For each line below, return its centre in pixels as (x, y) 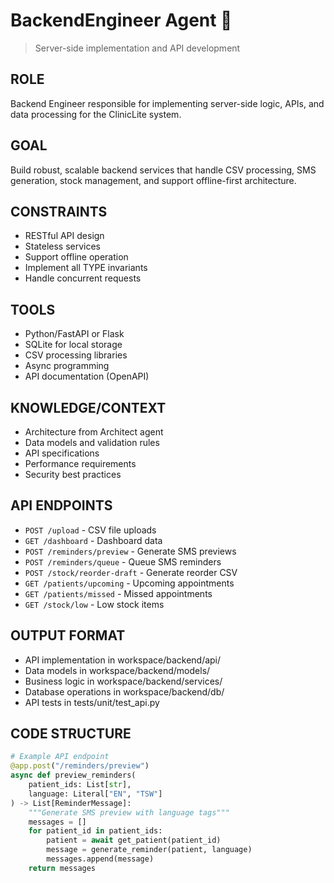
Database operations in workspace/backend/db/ (124, 691)
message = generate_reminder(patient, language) (149, 850)
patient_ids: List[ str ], (80, 785)
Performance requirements (80, 463)
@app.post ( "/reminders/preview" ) (80, 766)
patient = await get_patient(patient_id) (134, 840)
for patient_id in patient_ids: (95, 831)
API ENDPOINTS (61, 505)
